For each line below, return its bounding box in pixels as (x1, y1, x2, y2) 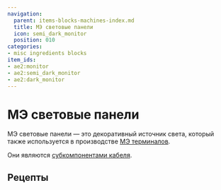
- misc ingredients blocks (7, 50, 87, 57)
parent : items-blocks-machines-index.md (13, 17, 135, 24)
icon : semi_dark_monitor (13, 30, 87, 37)
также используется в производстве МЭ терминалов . (7, 137, 171, 146)
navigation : (7, 10, 42, 18)
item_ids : (7, 57, 37, 64)
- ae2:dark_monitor (7, 76, 65, 83)
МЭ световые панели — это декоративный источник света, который (7, 130, 215, 138)
